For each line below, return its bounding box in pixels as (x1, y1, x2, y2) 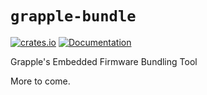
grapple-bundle (10, 7, 137, 26)
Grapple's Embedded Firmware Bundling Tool (10, 55, 198, 67)
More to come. (10, 75, 71, 87)
